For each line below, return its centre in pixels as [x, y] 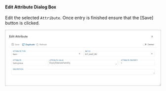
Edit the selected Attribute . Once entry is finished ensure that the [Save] [79, 18]
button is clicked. [23, 23]
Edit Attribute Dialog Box [31, 7]
